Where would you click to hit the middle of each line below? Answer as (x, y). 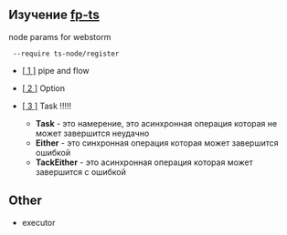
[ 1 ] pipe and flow (55, 70)
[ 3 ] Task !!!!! (47, 106)
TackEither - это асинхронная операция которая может (144, 162)
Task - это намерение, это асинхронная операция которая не (156, 123)
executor (38, 222)
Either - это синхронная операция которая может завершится (157, 143)
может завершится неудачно (92, 133)
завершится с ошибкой (81, 171)
